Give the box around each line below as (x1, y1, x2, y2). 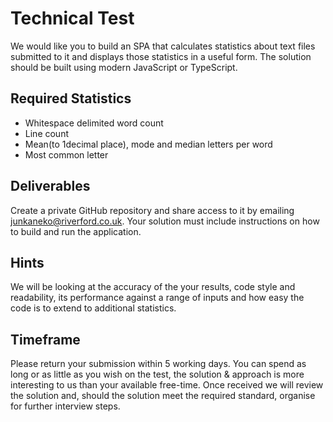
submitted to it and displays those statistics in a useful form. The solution (10, 50, 312, 62)
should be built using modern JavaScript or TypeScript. (10, 61, 238, 73)
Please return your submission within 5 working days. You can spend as (10, 358, 307, 370)
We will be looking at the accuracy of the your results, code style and (10, 281, 296, 293)
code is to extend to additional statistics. (10, 302, 177, 314)
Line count (24, 127, 69, 139)
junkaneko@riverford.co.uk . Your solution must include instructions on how (10, 215, 320, 227)
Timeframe (10, 331, 81, 348)
